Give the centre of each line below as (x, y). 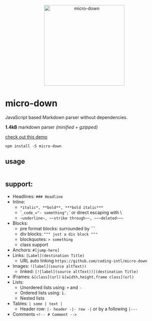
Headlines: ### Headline (38, 196)
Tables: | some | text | (37, 303)
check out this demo (26, 137)
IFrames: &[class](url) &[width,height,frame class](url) (73, 277)
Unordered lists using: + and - (51, 287)
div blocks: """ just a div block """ (59, 234)
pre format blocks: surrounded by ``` (57, 228)
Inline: (19, 202)
